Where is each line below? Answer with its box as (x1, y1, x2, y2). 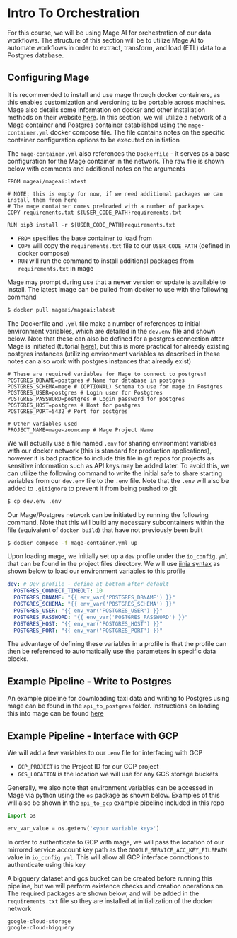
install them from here (7, 196, 78, 203)
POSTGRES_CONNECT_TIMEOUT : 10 (13, 587, 103, 594)
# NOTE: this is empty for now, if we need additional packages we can (7, 190, 223, 198)
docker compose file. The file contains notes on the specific (50, 128, 225, 136)
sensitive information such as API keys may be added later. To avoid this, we (7, 461, 230, 470)
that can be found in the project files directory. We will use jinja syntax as (7, 560, 221, 568)
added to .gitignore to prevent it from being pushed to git (7, 484, 177, 492)
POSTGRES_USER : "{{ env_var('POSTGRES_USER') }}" (13, 607, 163, 614)
